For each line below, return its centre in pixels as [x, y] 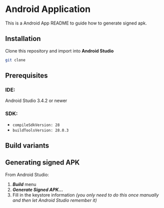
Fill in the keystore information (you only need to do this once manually [85, 195]
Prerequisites [26, 76]
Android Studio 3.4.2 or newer [36, 100]
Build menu [24, 184]
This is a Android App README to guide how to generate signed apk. [76, 23]
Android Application [48, 9]
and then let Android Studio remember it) [54, 200]
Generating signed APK [42, 163]
